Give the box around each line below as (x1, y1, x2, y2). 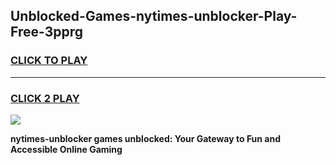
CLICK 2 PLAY (10, 91, 80, 105)
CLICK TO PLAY (10, 54, 88, 68)
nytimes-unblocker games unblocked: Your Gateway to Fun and (10, 132, 282, 144)
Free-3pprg (10, 24, 84, 41)
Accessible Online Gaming (10, 143, 123, 155)
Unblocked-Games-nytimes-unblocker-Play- (10, 8, 298, 25)
